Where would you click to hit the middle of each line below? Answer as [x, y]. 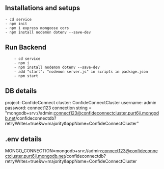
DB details [21, 91]
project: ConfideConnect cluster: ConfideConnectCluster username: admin [81, 103]
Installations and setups [42, 8]
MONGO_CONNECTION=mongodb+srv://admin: [54, 151]
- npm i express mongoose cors [37, 28]
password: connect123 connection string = [48, 108]
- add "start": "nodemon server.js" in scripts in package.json [81, 71]
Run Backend [26, 47]
